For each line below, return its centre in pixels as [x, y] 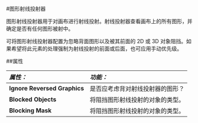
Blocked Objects [33, 99]
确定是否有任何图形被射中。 [40, 29]
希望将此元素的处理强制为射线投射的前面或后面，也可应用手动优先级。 [96, 48]
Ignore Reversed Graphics [47, 88]
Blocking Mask [30, 110]
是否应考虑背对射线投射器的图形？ [137, 89]
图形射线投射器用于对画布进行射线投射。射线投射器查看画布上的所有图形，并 [99, 21]
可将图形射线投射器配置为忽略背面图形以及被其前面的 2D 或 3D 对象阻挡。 [96, 41]
